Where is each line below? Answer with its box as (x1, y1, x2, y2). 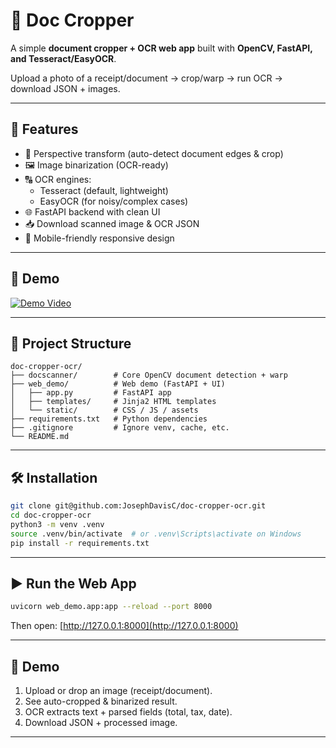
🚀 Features (10, 121, 79, 138)
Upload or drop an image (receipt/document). (24, 685, 213, 697)
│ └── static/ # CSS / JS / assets (10, 405, 199, 416)
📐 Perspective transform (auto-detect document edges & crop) (24, 147, 284, 159)
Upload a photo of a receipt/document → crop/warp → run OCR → (10, 72, 283, 84)
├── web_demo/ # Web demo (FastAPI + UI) (10, 379, 226, 389)
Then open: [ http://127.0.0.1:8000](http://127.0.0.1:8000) (10, 620, 239, 632)
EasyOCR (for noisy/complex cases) (39, 195, 189, 207)
